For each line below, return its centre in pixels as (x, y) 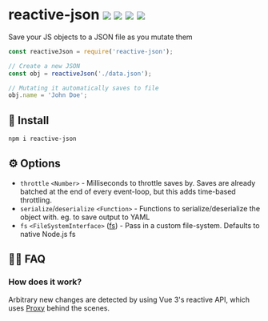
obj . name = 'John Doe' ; (48, 95)
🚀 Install (29, 120)
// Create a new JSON (44, 66)
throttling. (36, 200)
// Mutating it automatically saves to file (84, 88)
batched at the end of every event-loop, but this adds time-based (128, 191)
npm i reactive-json (43, 139)
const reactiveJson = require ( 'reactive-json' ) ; (91, 51)
